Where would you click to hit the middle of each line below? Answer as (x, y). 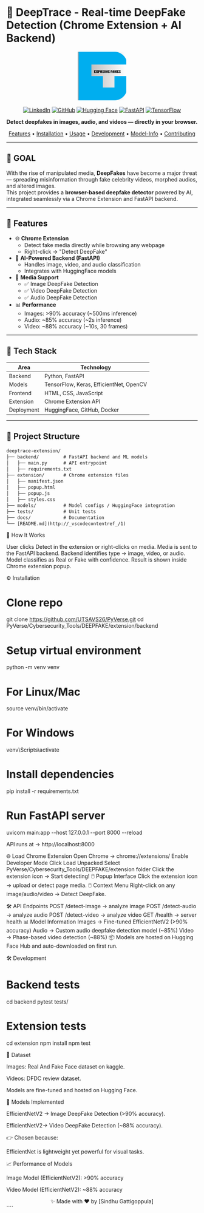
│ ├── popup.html (31, 488)
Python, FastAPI (64, 376)
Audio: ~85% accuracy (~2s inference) (73, 320)
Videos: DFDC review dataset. (44, 1078)
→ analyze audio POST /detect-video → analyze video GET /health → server (102, 915)
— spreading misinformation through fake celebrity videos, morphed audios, (102, 179)
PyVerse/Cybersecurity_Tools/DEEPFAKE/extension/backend (82, 626)
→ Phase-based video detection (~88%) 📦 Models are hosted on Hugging (100, 937)
